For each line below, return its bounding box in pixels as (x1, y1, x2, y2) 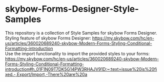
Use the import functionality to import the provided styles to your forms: (5, 50, 150, 57)
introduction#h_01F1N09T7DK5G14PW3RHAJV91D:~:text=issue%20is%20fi (5, 66, 157, 72)
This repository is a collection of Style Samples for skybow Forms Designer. (5, 30, 158, 36)
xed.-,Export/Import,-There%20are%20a (5, 71, 88, 77)
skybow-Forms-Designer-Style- (5, 3, 139, 15)
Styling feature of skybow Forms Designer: (5, 35, 91, 41)
